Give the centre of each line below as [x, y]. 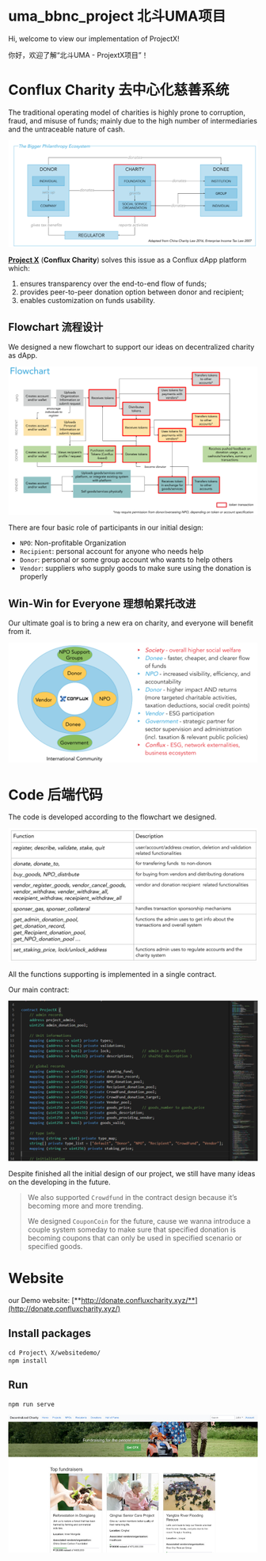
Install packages [49, 1333]
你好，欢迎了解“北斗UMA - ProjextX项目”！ [78, 55]
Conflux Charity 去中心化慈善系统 [119, 90]
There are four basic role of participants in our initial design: [106, 528]
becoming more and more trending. [85, 1206]
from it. [20, 632]
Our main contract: [39, 989]
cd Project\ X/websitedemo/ [55, 1353]
